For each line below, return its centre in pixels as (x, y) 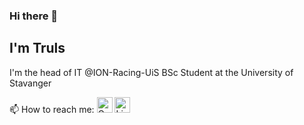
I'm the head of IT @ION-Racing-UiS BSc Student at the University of (151, 72)
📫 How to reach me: (52, 109)
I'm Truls (37, 48)
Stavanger (30, 83)
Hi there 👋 (34, 16)
